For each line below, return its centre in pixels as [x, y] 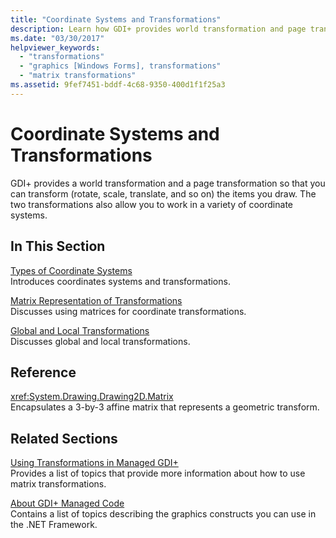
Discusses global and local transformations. [100, 341]
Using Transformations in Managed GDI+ [94, 463]
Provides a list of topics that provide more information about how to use [158, 473]
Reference [43, 372]
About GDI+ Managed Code [67, 503]
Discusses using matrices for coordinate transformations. [128, 311]
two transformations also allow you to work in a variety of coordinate [151, 204]
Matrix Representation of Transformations [96, 300]
